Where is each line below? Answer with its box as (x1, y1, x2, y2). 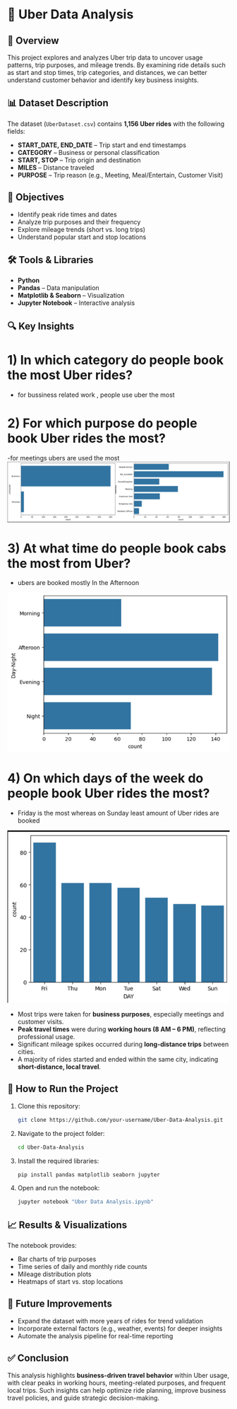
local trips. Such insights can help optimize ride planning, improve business (7, 1386, 226, 1394)
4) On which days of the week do (7, 770, 204, 786)
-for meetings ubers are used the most (7, 453, 120, 462)
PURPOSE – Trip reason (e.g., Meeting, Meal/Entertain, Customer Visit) (17, 170, 224, 179)
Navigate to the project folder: (17, 1129, 105, 1137)
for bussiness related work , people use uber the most (17, 390, 175, 399)
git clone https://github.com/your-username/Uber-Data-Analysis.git (17, 1116, 224, 1123)
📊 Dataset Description (7, 97, 109, 109)
